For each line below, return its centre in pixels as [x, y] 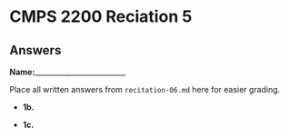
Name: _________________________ [68, 72]
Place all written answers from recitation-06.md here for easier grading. [145, 89]
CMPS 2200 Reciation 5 [101, 17]
